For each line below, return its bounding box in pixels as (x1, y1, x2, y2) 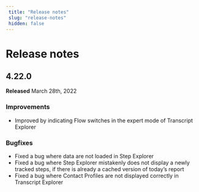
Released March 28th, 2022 (6, 87, 77, 95)
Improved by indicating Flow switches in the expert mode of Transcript (14, 117, 193, 124)
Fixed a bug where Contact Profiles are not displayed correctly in (14, 172, 179, 179)
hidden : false (8, 20, 45, 26)
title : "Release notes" (8, 9, 69, 15)
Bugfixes (6, 139, 33, 147)
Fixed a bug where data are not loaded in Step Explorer (14, 152, 154, 159)
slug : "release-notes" (8, 15, 67, 21)
